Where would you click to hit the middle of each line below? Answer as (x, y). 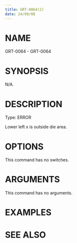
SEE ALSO (26, 235)
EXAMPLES (28, 213)
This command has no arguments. (39, 193)
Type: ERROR (18, 117)
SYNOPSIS (27, 71)
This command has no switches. (37, 160)
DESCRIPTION (34, 104)
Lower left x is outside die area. (36, 127)
